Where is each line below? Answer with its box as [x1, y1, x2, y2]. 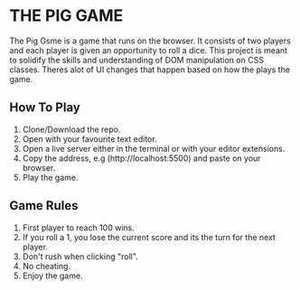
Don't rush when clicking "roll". [22, 250, 138, 262]
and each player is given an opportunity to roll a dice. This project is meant [9, 44, 287, 55]
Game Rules [9, 198, 79, 213]
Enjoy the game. [22, 270, 83, 281]
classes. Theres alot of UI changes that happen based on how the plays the [9, 64, 291, 75]
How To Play [9, 100, 81, 116]
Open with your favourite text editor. [22, 133, 157, 145]
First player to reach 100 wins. [22, 222, 136, 233]
